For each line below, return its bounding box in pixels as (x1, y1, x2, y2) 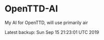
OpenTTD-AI (4, 3, 58, 14)
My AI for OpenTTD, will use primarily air (4, 19, 88, 25)
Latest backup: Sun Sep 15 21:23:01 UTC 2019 (4, 29, 99, 35)
